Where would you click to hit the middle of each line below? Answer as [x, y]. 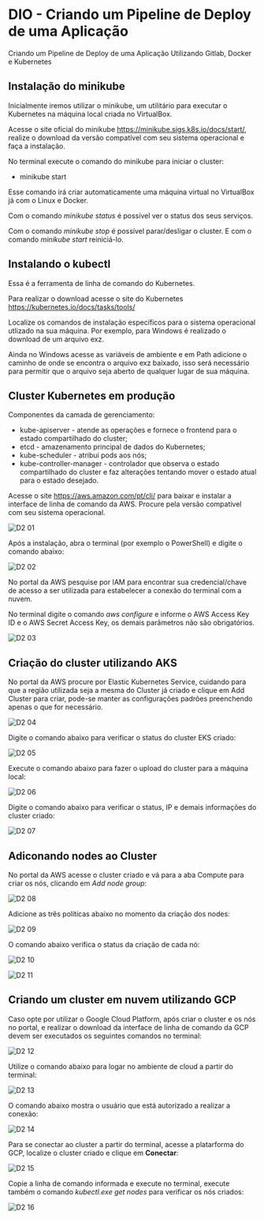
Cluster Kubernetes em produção [92, 395]
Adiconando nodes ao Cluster [83, 856]
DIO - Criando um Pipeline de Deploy [130, 15]
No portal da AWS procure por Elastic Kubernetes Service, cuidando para [127, 682]
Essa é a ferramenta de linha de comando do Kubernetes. [102, 283]
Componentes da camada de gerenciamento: [82, 415]
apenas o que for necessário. [56, 707]
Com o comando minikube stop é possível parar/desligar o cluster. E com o [130, 231]
